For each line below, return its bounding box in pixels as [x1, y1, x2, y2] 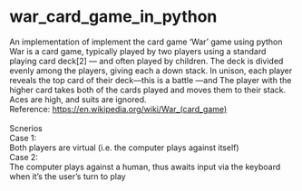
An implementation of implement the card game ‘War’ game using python [9, 36, 283, 47]
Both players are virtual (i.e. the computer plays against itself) [9, 142, 239, 153]
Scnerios [9, 122, 43, 133]
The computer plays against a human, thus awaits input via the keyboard [9, 161, 281, 172]
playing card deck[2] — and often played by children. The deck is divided [9, 55, 284, 66]
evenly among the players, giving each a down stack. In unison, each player [9, 65, 293, 76]
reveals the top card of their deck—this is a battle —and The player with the [9, 74, 292, 85]
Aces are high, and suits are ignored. [9, 93, 147, 105]
